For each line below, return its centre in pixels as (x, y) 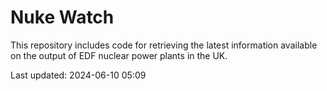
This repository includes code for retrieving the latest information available (164, 45)
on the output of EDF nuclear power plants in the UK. (119, 55)
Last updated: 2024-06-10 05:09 (78, 75)
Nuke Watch (62, 17)
